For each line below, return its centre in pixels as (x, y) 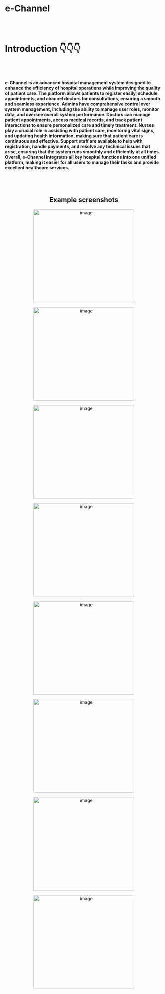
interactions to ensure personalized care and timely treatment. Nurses (80, 125)
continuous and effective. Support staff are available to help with (74, 141)
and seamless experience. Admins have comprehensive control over (78, 104)
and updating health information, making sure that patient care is (74, 136)
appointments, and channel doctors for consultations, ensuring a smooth (83, 99)
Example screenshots (84, 200)
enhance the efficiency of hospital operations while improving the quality (83, 88)
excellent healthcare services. (37, 168)
